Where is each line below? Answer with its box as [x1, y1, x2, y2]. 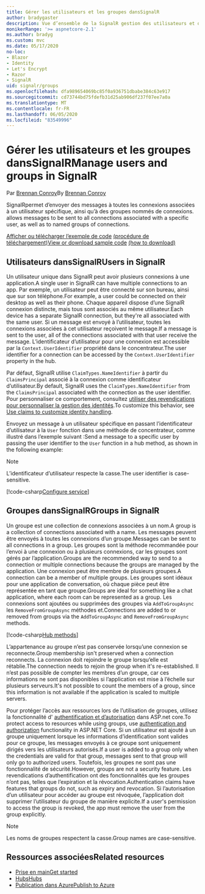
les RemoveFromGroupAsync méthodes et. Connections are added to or [6, 606, 176, 614]
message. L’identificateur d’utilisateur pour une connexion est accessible [6, 338, 190, 345]
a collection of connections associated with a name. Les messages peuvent [6, 528, 196, 535]
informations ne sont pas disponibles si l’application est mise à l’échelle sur [6, 675, 195, 683]
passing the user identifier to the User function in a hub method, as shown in [6, 439, 198, 447]
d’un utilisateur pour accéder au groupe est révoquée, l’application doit [6, 791, 184, 798]
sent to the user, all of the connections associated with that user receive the [6, 331, 197, 339]
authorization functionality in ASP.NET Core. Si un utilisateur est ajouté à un [6, 726, 196, 733]
